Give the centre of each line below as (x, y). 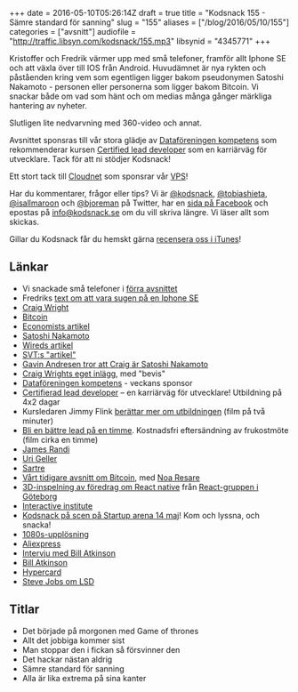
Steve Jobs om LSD (58, 581)
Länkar (29, 267)
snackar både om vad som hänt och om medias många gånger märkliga (141, 96)
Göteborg (40, 496)
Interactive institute (57, 505)
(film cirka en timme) (60, 439)
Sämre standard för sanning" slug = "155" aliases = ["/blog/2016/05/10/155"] (149, 22)
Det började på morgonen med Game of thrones (110, 631)
